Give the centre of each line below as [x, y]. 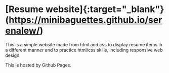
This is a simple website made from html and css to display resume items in [84, 44]
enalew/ [23, 31]
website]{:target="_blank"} [105, 9]
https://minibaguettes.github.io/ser [86, 20]
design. [13, 55]
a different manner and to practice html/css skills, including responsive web [84, 50]
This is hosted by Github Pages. [38, 65]
